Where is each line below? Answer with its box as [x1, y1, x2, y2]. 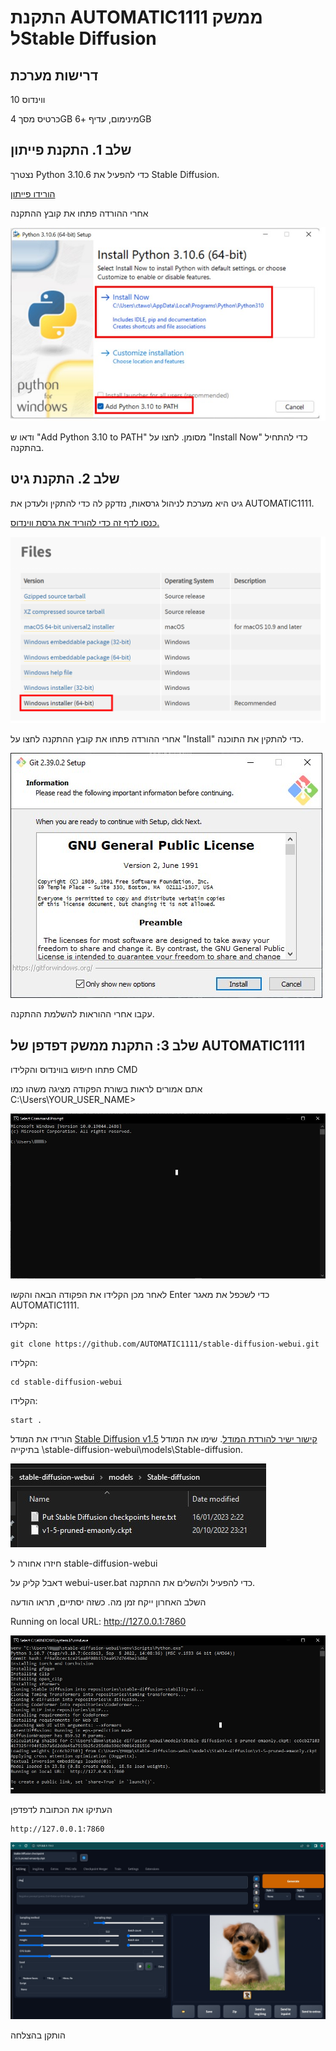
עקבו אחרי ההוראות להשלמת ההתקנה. [10, 1008, 155, 1020]
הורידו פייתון [10, 187, 56, 200]
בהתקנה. [10, 441, 45, 453]
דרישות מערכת [10, 67, 99, 84]
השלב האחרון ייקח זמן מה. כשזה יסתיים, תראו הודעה [10, 1596, 207, 1608]
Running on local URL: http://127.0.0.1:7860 [10, 1615, 187, 1627]
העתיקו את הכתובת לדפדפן [10, 1804, 113, 1816]
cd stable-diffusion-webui [10, 1377, 123, 1387]
